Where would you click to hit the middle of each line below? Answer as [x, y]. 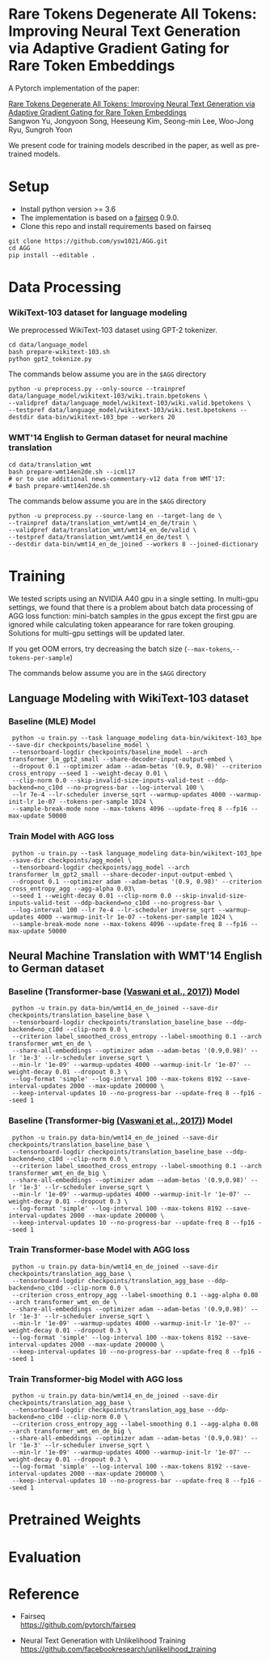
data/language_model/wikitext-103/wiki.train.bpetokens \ [108, 396]
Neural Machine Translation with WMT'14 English [135, 956]
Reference [44, 1594]
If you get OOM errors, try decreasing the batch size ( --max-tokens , [120, 648]
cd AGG [19, 248]
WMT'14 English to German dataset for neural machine [118, 438]
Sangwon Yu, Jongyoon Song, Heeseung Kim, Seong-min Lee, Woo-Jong [131, 121]
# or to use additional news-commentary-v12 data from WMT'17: [117, 478]
